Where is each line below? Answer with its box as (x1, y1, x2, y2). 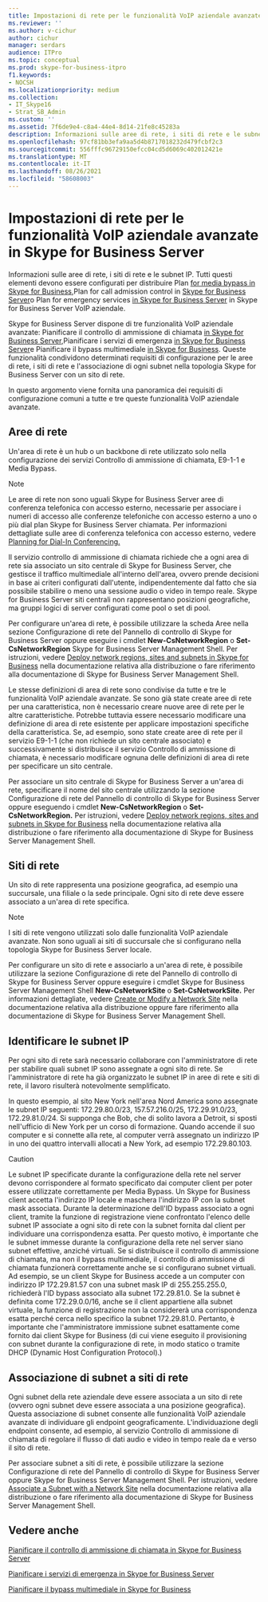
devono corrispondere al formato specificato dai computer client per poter (8, 1178, 253, 1188)
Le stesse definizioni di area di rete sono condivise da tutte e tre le (8, 685, 227, 694)
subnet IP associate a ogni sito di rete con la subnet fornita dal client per (8, 1221, 246, 1230)
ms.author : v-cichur (8, 26, 77, 34)
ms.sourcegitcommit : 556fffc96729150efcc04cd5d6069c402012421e (8, 145, 223, 153)
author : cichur (8, 34, 59, 42)
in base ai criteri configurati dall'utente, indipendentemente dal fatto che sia (8, 578, 257, 587)
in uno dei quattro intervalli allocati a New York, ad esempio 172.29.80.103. (8, 1138, 253, 1149)
